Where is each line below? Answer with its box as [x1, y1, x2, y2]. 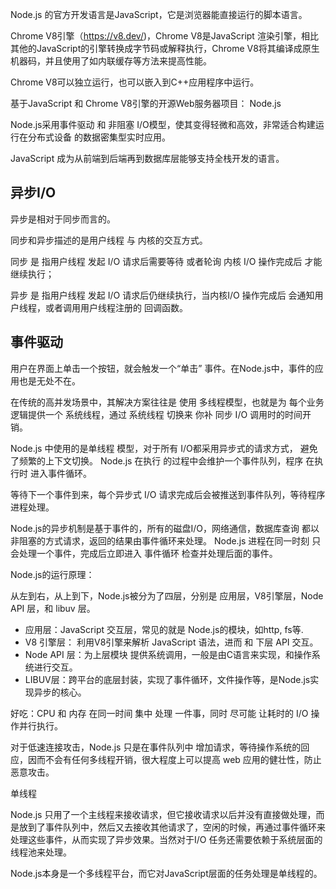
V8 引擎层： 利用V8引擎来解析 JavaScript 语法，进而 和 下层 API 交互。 [24, 636, 319, 648]
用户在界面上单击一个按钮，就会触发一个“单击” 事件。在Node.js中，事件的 [10, 362, 315, 374]
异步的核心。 [33, 686, 87, 698]
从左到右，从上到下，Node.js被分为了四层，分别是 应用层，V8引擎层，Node [10, 589, 324, 602]
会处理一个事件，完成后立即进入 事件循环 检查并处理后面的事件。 [10, 547, 278, 559]
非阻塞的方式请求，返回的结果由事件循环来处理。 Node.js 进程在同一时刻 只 [10, 534, 322, 547]
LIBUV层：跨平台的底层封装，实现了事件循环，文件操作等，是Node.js [24, 673, 311, 685]
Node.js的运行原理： [10, 568, 95, 580]
